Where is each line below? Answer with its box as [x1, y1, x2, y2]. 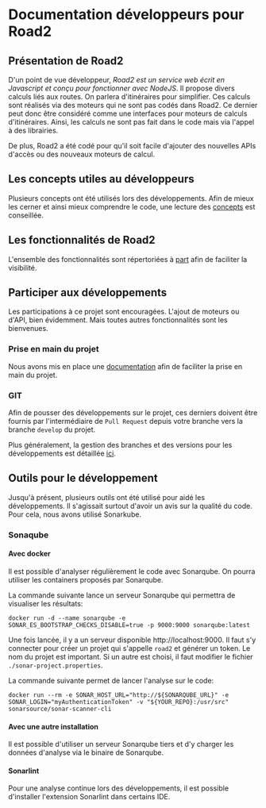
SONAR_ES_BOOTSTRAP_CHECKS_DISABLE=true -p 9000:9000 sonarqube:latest [8, 621, 250, 629]
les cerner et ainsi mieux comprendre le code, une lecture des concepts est [8, 202, 256, 211]
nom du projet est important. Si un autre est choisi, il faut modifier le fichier [8, 652, 253, 661]
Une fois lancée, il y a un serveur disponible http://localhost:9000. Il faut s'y [8, 635, 256, 644]
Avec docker [8, 549, 52, 559]
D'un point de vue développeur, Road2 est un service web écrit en [8, 75, 225, 84]
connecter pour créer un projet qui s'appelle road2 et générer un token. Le [8, 643, 251, 652]
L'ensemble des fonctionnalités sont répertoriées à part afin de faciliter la [8, 254, 248, 264]
